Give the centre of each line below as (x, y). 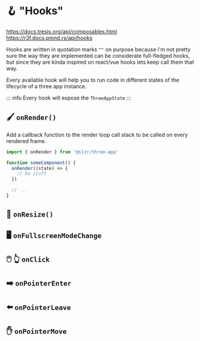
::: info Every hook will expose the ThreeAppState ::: (69, 98)
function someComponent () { (41, 163)
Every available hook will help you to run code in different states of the (93, 80)
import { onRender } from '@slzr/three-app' (62, 152)
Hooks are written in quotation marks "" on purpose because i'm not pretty (99, 49)
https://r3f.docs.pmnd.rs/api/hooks (49, 38)
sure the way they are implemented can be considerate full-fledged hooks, (98, 55)
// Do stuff (32, 174)
